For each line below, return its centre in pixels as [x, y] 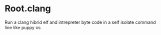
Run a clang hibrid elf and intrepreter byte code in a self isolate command [80, 22]
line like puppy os [23, 27]
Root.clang [28, 9]
